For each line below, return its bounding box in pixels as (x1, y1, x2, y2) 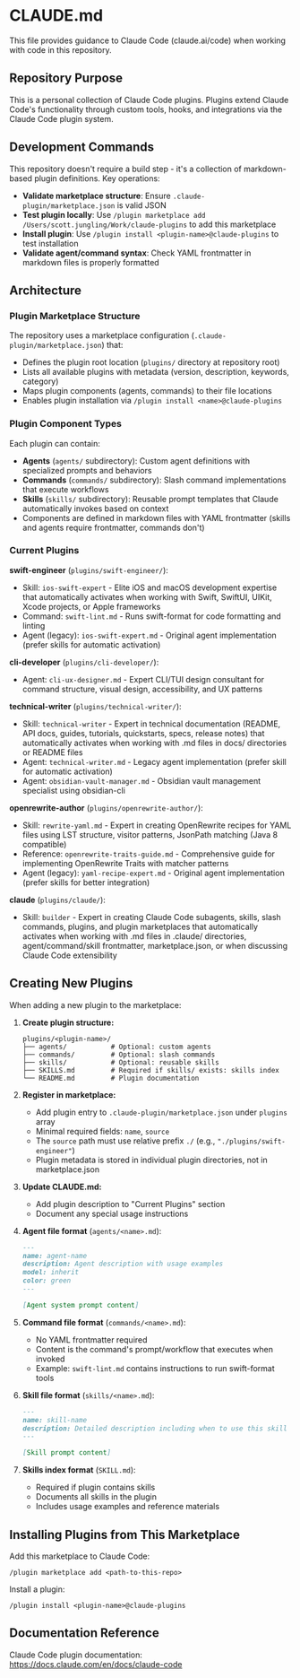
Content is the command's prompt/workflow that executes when (35, 1343, 274, 1354)
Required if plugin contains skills (35, 1482, 156, 1493)
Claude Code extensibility (21, 950, 118, 961)
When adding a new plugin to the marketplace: (9, 999, 182, 1010)
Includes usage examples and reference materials (35, 1501, 220, 1512)
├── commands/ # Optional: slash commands (21, 1050, 216, 1059)
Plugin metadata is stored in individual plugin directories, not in (35, 1154, 268, 1165)
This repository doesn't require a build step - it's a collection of (9, 163, 242, 174)
